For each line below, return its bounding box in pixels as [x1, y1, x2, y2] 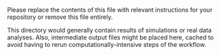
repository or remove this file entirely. [7, 13, 113, 21]
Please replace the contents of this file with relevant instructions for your [7, 6, 213, 14]
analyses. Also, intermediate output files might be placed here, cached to [7, 33, 214, 41]
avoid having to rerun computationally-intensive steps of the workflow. [7, 41, 207, 48]
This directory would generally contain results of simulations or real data [7, 26, 212, 34]
